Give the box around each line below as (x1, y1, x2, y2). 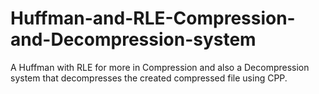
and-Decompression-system (10, 28, 257, 51)
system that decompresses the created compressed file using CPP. (10, 72, 288, 84)
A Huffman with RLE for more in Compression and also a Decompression (10, 61, 310, 73)
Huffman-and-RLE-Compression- (10, 7, 296, 30)
